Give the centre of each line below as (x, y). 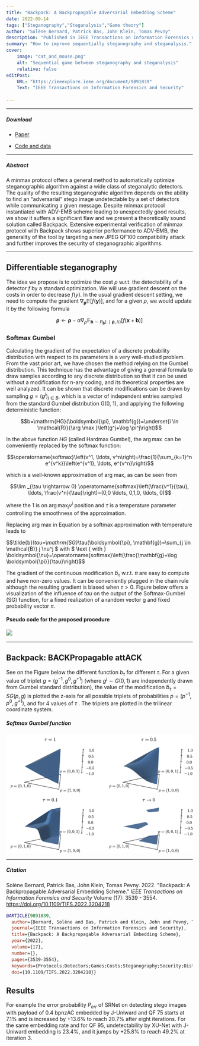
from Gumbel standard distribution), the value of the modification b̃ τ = (91, 688)
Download (19, 120)
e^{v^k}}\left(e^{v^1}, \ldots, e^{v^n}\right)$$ (99, 463)
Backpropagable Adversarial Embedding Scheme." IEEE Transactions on (94, 891)
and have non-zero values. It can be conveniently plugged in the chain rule (97, 580)
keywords (22, 966)
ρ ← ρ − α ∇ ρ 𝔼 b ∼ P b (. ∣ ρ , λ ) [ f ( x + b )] (99, 321)
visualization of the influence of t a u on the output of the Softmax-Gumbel (96, 593)
